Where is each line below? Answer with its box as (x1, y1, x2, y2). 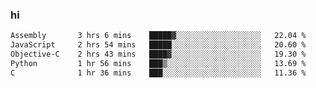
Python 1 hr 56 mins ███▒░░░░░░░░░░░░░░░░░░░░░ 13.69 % (10, 58, 307, 68)
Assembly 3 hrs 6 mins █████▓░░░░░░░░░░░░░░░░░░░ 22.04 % (10, 31, 307, 41)
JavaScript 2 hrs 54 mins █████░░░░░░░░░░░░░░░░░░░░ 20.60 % (10, 40, 307, 50)
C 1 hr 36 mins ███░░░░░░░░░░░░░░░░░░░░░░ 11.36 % (10, 68, 307, 78)
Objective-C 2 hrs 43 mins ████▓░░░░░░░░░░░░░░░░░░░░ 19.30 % (10, 49, 307, 60)
